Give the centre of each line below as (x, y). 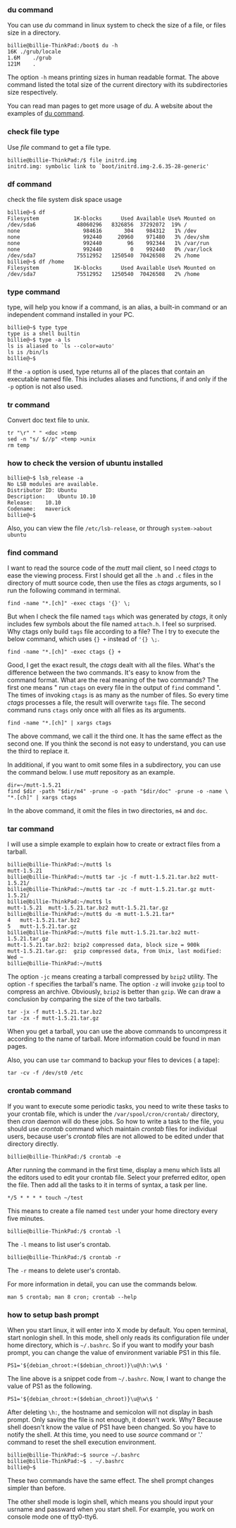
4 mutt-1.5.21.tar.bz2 (44, 920)
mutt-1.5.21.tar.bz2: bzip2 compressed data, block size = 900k (104, 945)
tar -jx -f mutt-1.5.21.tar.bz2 (55, 1012)
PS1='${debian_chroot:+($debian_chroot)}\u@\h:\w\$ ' (88, 1365)
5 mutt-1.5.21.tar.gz (42, 926)
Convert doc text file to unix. (49, 420)
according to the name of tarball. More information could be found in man (114, 1039)
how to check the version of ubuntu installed (85, 463)
